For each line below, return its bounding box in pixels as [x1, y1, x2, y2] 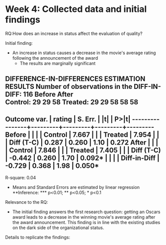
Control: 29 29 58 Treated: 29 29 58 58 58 [5, 98, 138, 106]
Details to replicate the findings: [5, 235, 71, 241]
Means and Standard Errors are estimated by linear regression [12, 184, 140, 190]
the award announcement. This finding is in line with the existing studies [12, 220, 161, 226]
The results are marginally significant [19, 60, 96, 66]
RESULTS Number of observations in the [5, 82, 133, 91]
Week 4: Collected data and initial [5, 3, 147, 15]
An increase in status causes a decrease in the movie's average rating [12, 50, 156, 56]
